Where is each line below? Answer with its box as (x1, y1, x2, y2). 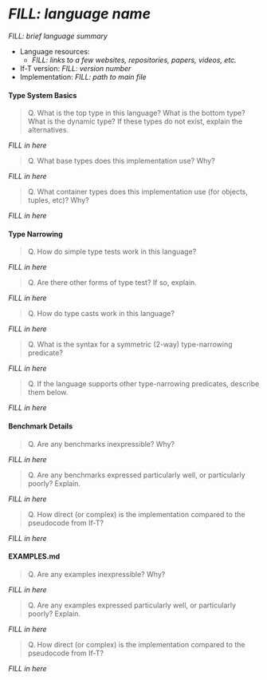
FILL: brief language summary (8, 31, 108, 41)
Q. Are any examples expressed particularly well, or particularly (27, 600, 237, 610)
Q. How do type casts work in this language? (27, 309, 175, 318)
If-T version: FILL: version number (19, 63, 132, 73)
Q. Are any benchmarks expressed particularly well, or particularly (27, 470, 245, 480)
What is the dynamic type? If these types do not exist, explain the (27, 117, 243, 126)
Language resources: (19, 46, 90, 56)
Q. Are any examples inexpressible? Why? (27, 569, 166, 579)
